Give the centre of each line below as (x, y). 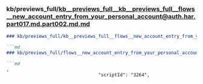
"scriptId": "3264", (124, 75)
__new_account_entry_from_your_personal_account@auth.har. (101, 16)
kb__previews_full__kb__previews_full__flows (127, 9)
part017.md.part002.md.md (48, 24)
